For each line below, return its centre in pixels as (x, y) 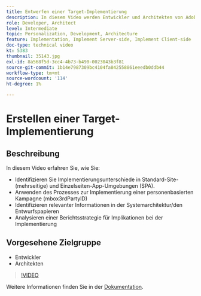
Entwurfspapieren (37, 211)
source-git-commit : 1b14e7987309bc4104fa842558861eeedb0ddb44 (85, 67)
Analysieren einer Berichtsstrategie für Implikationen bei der (89, 218)
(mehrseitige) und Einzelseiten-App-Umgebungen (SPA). (85, 186)
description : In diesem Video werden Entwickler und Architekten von (95, 17)
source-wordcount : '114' (37, 78)
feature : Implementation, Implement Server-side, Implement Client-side (99, 39)
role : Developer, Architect (41, 23)
